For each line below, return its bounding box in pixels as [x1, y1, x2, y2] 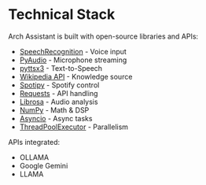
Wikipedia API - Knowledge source [19, 72, 133, 81]
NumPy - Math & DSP [19, 105, 90, 115]
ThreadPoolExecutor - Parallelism [19, 122, 128, 131]
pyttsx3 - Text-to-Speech [19, 63, 103, 72]
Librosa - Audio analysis [19, 97, 98, 106]
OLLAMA [19, 152, 50, 162]
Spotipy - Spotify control [19, 80, 100, 90]
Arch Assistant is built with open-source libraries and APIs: [8, 31, 199, 41]
